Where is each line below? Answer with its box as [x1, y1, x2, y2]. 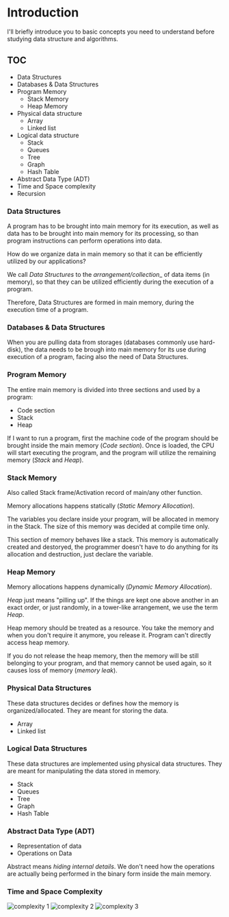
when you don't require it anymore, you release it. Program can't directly [7, 631, 212, 639]
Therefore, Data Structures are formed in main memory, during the [7, 298, 195, 306]
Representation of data [16, 842, 82, 851]
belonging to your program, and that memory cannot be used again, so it [7, 659, 212, 668]
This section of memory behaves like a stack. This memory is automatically [7, 535, 219, 543]
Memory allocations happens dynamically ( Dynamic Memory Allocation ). [7, 583, 213, 591]
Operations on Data [16, 849, 72, 857]
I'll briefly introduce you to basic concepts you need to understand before [7, 27, 215, 36]
